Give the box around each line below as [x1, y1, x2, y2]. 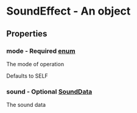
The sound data [6, 101, 46, 109]
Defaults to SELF [6, 72, 49, 80]
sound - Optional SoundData [6, 87, 93, 95]
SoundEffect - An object [6, 4, 131, 18]
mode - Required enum [6, 47, 76, 55]
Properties [6, 29, 47, 39]
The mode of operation [6, 60, 65, 67]
